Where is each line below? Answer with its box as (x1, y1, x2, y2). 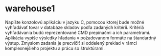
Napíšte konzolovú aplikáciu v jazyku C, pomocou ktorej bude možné (5, 19, 144, 25)
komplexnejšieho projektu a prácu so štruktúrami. (5, 45, 105, 51)
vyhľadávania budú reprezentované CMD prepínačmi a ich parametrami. (5, 29, 151, 35)
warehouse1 (5, 3, 55, 14)
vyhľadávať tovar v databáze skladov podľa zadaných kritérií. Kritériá (5, 24, 144, 30)
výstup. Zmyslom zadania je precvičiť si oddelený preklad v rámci (5, 40, 137, 46)
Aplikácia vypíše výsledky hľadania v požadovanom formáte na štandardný (5, 35, 157, 41)
